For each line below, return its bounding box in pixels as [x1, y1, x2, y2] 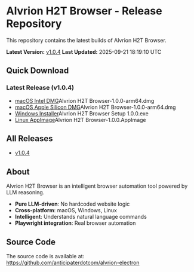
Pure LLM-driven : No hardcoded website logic [14, 200, 130, 207]
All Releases [6, 133, 53, 144]
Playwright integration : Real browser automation [14, 219, 136, 227]
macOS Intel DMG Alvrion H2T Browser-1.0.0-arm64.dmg [14, 97, 155, 104]
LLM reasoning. [6, 189, 45, 196]
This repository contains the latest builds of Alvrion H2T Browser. [6, 36, 167, 44]
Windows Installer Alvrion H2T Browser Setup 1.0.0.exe [14, 109, 149, 117]
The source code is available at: [6, 253, 85, 260]
